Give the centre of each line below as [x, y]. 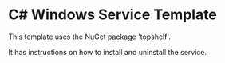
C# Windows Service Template [113, 15]
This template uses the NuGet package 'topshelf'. [90, 37]
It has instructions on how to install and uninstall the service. [108, 52]
